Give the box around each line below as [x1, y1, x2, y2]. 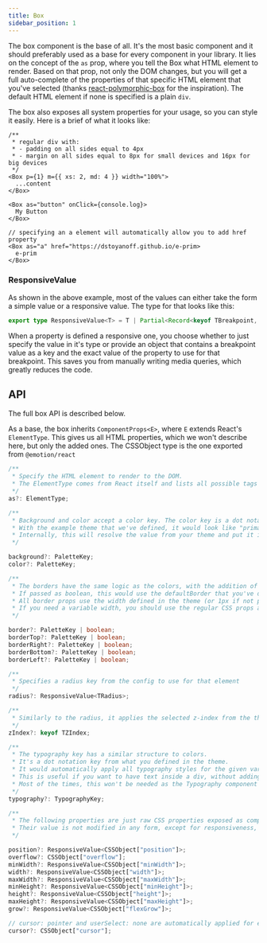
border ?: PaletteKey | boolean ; [8, 626, 115, 634]
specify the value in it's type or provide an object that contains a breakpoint [8, 339, 256, 349]
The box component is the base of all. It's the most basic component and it [8, 41, 253, 50]
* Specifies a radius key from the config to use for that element [11, 677, 240, 685]
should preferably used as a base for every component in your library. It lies [8, 49, 257, 59]
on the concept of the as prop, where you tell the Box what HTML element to [8, 57, 258, 68]
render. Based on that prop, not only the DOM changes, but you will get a [8, 66, 248, 76]
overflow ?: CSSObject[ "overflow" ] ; [8, 853, 126, 861]
